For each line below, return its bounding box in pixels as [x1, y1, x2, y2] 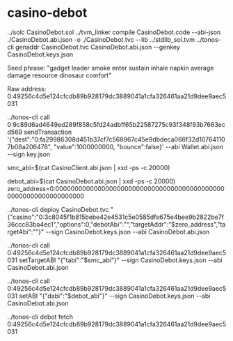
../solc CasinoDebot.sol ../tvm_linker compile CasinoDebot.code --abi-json [7, 28, 221, 36]
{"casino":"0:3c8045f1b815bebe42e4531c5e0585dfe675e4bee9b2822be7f [7, 213, 225, 221]
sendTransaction [24, 128, 72, 136]
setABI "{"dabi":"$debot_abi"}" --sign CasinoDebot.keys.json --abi [19, 291, 211, 300]
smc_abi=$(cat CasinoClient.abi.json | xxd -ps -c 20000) [7, 163, 170, 172]
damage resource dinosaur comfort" [7, 71, 112, 79]
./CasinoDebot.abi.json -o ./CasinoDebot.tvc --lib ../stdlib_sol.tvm [7, 35, 195, 43]
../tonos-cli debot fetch [7, 312, 74, 321]
